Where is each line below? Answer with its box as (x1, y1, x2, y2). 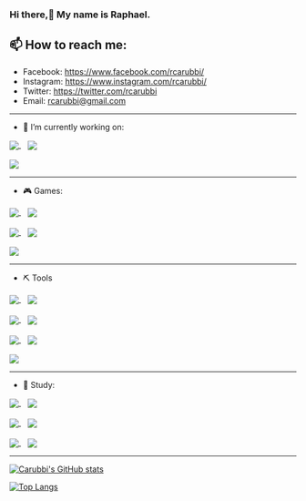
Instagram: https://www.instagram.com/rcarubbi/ (22, 76, 208, 87)
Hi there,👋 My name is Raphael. (9, 8, 151, 21)
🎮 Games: (22, 185, 64, 196)
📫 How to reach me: (9, 37, 127, 53)
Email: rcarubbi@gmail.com (22, 95, 126, 106)
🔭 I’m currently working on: (22, 121, 125, 132)
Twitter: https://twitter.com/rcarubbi (22, 86, 158, 97)
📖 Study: (22, 379, 56, 390)
